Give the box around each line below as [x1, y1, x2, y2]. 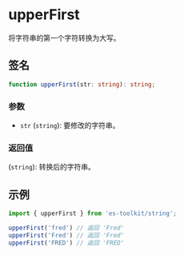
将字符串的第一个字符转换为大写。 [8, 33, 121, 42]
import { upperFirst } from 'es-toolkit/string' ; [8, 209, 178, 217]
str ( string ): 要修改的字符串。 [19, 120, 120, 129]
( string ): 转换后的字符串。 [8, 162, 96, 172]
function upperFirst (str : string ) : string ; [8, 80, 156, 89]
